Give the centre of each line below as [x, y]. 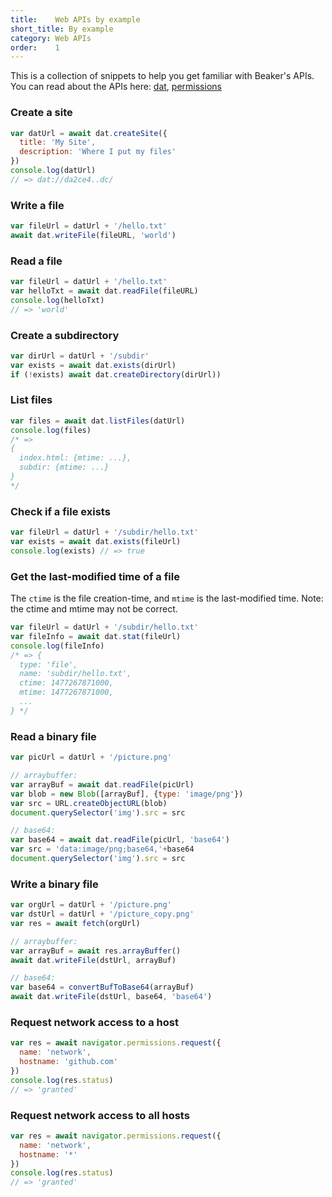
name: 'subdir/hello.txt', [75, 674]
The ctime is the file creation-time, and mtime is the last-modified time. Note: [167, 598]
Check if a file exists [60, 511]
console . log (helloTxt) [57, 300]
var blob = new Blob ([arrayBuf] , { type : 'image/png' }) [127, 794]
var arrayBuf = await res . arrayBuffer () [96, 951]
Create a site [41, 113]
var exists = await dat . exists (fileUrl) [96, 542]
